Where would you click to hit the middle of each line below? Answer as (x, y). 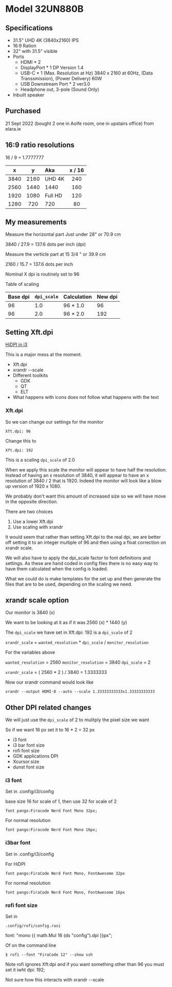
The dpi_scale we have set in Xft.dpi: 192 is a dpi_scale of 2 (69, 632)
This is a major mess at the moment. (44, 355)
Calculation (78, 297)
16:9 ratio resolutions (40, 145)
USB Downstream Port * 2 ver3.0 (55, 84)
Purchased (23, 111)
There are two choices (29, 511)
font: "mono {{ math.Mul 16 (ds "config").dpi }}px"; (59, 936)
